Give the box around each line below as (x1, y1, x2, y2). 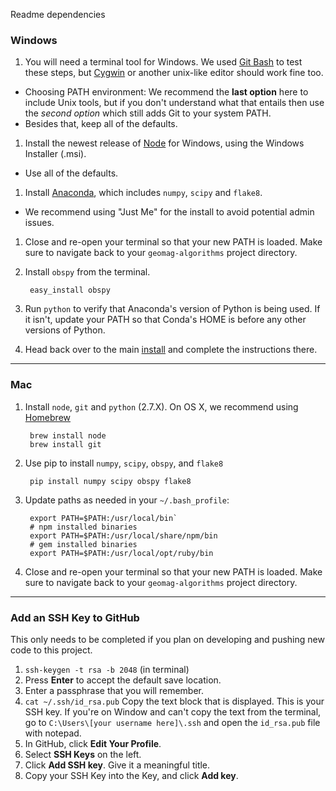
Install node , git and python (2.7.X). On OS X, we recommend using (24, 400, 299, 413)
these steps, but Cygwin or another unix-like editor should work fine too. (24, 67, 324, 79)
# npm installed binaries (29, 522, 138, 532)
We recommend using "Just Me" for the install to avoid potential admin (24, 206, 315, 218)
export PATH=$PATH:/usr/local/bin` (29, 513, 178, 523)
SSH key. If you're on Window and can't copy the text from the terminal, (24, 705, 322, 718)
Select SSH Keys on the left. (24, 748, 142, 760)
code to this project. (10, 644, 93, 656)
